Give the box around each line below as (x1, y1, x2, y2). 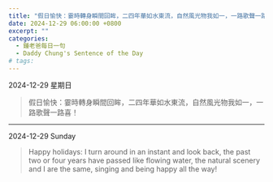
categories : (8, 34, 49, 43)
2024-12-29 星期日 (8, 80, 72, 90)
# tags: (8, 57, 35, 66)
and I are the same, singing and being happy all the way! (28, 163, 218, 174)
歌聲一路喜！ (35, 107, 79, 117)
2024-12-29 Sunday (8, 131, 76, 141)
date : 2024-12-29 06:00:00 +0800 (8, 19, 122, 28)
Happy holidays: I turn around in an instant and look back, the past (28, 146, 251, 156)
